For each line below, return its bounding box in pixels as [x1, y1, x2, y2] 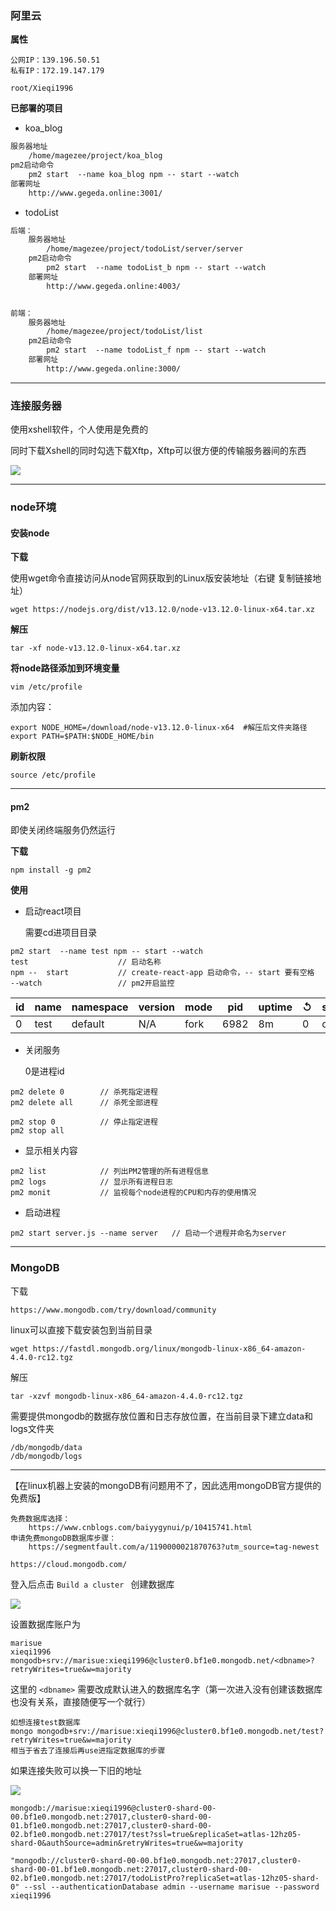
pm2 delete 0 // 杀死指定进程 [10, 1087, 158, 1097]
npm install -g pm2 [10, 865, 92, 876]
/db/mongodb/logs [10, 1451, 83, 1461]
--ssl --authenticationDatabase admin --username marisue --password [23, 1882, 320, 1892]
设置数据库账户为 [10, 1618, 81, 1630]
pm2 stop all [10, 1126, 65, 1136]
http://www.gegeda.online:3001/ [28, 188, 163, 198]
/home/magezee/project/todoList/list [46, 327, 203, 337]
